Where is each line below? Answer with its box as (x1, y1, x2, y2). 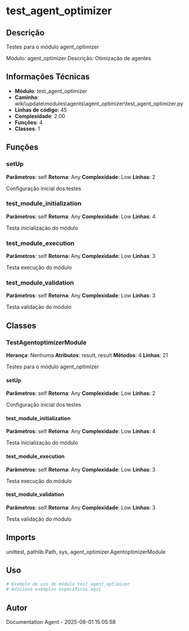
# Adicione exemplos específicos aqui (6, 586, 101, 593)
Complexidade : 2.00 (14, 112, 66, 119)
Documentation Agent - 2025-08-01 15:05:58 (6, 619, 116, 626)
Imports (6, 532, 36, 542)
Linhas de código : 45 (14, 106, 67, 113)
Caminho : (14, 93, 39, 101)
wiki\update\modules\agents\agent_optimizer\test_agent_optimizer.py (14, 100, 184, 107)
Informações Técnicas (6, 72, 90, 82)
